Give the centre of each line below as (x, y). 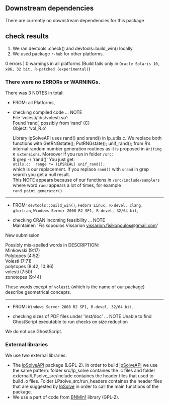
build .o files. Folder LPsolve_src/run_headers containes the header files (87, 381)
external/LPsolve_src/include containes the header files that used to (83, 376)
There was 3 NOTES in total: (34, 93)
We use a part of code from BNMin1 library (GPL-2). (66, 397)
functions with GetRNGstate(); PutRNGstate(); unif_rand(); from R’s (81, 143)
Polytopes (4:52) (23, 256)
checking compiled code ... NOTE (47, 112)
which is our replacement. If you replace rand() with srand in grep (81, 169)
